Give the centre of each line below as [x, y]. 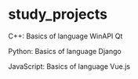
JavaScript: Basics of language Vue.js [69, 66]
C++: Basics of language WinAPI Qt [65, 36]
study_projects [58, 14]
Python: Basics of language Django [65, 51]
